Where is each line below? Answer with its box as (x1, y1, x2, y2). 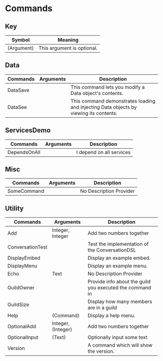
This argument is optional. (38, 45, 98, 51)
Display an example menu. (87, 263, 148, 269)
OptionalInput (7, 334, 39, 341)
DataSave (7, 87, 30, 94)
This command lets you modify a (70, 83, 145, 90)
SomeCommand (7, 188, 45, 194)
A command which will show (87, 342, 153, 349)
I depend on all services (76, 149, 131, 156)
